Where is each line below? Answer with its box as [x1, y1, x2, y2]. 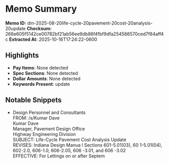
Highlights [5, 51, 39, 60]
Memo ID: [5, 20, 27, 26]
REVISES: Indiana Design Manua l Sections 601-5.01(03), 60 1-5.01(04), [12, 142, 162, 148]
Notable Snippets [5, 96, 62, 105]
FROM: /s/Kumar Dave [12, 114, 60, 121]
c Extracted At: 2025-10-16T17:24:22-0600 [5, 36, 98, 42]
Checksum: [27, 25, 52, 31]
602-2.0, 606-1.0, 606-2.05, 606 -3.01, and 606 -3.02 [12, 147, 126, 153]
